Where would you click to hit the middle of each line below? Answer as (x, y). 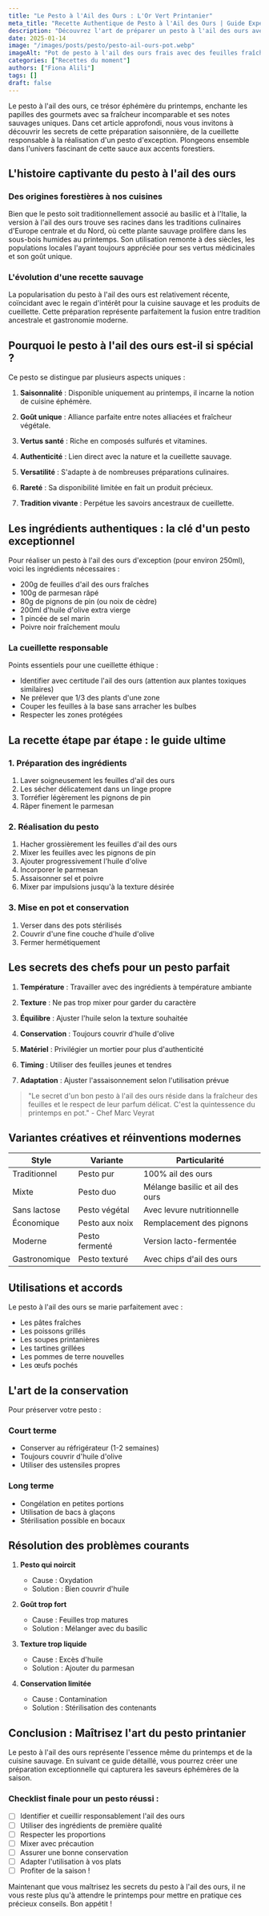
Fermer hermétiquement (60, 942)
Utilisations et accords (66, 1287)
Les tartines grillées (52, 1348)
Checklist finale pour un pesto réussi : (84, 1799)
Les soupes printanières (60, 1340)
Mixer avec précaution (57, 1843)
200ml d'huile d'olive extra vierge (75, 610)
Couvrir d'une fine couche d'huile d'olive (87, 934)
